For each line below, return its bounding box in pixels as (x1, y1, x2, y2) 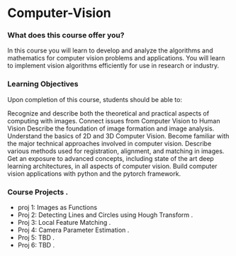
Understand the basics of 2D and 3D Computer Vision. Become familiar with (7, 131, 230, 140)
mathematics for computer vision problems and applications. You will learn (7, 54, 225, 62)
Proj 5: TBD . (17, 233, 55, 242)
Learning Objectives (7, 79, 79, 89)
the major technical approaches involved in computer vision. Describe (7, 139, 212, 148)
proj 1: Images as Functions (17, 204, 98, 212)
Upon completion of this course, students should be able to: (7, 95, 183, 104)
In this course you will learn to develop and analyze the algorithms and (7, 46, 214, 55)
